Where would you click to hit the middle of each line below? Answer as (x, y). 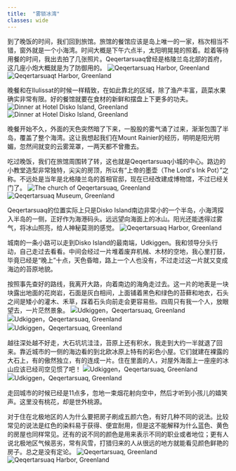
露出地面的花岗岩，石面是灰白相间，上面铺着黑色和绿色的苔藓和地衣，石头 (121, 292)
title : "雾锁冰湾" (34, 14)
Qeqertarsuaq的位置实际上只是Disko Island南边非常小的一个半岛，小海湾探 (116, 210)
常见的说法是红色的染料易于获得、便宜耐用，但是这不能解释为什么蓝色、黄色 (118, 425)
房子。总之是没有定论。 (41, 451)
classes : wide (28, 20)
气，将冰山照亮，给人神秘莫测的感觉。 (63, 227)
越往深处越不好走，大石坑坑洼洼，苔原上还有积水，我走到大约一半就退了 (112, 342)
